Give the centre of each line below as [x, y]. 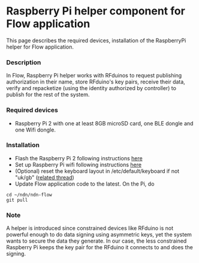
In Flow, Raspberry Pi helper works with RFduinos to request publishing [94, 76]
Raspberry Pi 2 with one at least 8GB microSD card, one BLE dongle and [104, 123]
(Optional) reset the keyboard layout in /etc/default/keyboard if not [97, 171]
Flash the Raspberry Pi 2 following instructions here [79, 158]
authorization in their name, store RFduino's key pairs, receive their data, [96, 82]
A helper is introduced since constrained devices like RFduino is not [90, 228]
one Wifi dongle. [35, 130]
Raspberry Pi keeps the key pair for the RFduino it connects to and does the [99, 247]
